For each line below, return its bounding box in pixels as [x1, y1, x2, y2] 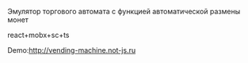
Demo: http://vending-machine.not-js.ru [7, 46, 136, 54]
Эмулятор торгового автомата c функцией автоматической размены [7, 7, 241, 16]
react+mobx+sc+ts [7, 31, 70, 39]
